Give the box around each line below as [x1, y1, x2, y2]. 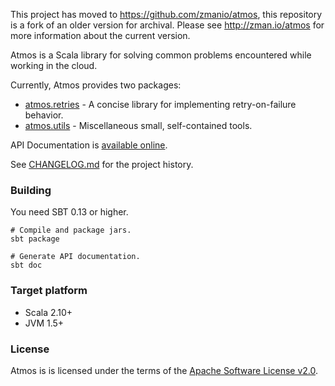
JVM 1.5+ [24, 317, 65, 329]
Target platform [10, 284, 88, 298]
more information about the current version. [10, 30, 191, 41]
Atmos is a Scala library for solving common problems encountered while [10, 49, 312, 61]
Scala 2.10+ [24, 306, 73, 318]
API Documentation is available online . [10, 139, 168, 151]
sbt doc [10, 260, 43, 271]
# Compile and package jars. [10, 225, 132, 236]
